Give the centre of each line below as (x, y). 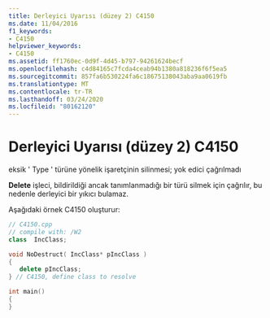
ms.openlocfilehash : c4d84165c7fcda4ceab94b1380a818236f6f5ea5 (118, 69)
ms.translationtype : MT (49, 84)
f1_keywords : (30, 31)
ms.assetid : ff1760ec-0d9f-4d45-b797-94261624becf (96, 62)
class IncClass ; (38, 240)
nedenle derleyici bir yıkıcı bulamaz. (68, 194)
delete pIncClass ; (50, 269)
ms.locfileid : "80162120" (52, 107)
